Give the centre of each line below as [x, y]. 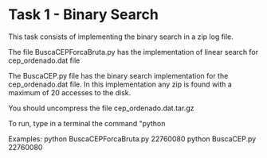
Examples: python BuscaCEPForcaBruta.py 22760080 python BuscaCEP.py [132, 139]
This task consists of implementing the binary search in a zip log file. [121, 37]
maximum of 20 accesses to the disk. [70, 92]
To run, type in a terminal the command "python [87, 123]
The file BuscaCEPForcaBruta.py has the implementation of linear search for [133, 52]
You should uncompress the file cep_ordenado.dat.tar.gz [101, 108]
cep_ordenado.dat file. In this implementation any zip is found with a [120, 84]
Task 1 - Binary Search [84, 15]
